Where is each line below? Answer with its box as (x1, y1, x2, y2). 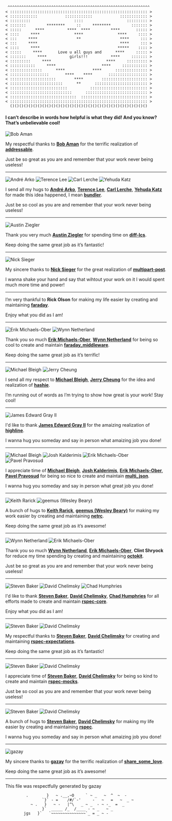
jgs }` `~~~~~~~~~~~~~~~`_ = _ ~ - (24, 811, 109, 816)
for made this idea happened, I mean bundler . (5, 192, 102, 198)
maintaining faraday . (5, 302, 50, 308)
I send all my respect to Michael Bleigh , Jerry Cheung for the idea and (5, 376, 155, 383)
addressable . (5, 146, 34, 153)
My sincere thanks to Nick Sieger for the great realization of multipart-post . (5, 266, 166, 272)
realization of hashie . (5, 382, 50, 388)
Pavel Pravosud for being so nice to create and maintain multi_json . (5, 473, 150, 479)
